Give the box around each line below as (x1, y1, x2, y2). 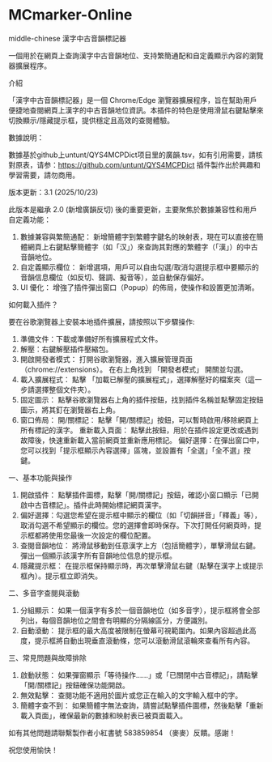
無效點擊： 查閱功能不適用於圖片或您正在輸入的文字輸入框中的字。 (19, 690, 243, 700)
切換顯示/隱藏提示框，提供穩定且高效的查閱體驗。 (8, 115, 175, 125)
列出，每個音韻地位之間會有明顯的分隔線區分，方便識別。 (19, 615, 212, 625)
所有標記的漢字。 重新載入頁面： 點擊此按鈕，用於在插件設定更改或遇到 (19, 425, 259, 435)
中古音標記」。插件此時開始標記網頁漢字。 (27, 500, 166, 509)
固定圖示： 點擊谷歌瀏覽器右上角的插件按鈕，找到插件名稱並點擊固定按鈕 (19, 394, 264, 404)
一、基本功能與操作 (8, 472, 73, 483)
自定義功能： (8, 215, 51, 224)
